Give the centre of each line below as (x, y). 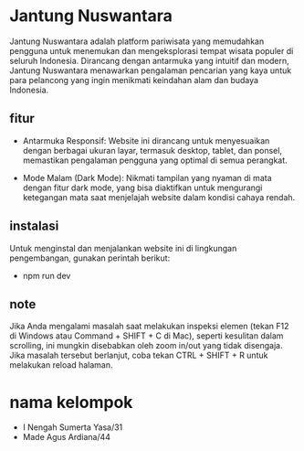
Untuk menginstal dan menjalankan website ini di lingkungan (123, 248)
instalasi (34, 226)
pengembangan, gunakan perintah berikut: (90, 258)
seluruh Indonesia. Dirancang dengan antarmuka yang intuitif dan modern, (149, 60)
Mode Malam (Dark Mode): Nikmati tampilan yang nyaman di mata (147, 177)
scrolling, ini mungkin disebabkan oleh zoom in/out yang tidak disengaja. (146, 346)
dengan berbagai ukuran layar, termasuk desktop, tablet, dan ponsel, (152, 150)
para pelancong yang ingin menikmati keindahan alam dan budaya (134, 80)
